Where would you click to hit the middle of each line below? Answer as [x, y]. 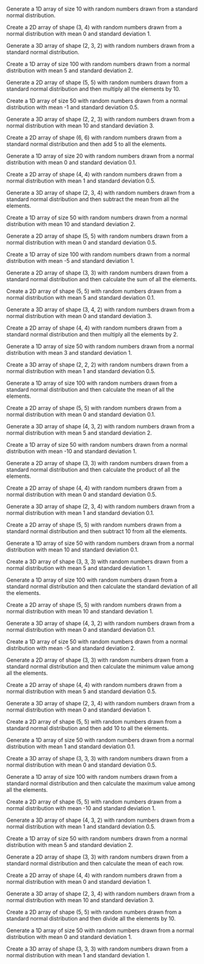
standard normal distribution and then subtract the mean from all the [93, 199]
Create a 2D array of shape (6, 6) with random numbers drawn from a [94, 138]
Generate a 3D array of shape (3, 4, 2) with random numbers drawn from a [100, 309]
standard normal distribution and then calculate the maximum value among [101, 783]
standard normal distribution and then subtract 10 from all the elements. [97, 531]
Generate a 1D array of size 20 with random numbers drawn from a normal [100, 156]
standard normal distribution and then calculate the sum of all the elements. [102, 279]
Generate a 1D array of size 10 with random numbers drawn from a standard [102, 9]
